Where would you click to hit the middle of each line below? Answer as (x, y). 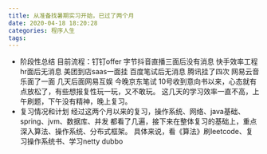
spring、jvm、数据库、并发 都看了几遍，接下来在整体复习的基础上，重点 (138, 121)
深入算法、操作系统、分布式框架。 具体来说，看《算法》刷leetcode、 (133, 132)
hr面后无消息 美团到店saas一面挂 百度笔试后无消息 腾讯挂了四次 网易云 (136, 72)
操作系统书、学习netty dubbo (75, 141)
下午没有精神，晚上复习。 (90, 101)
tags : (17, 38)
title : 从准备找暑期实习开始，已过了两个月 (71, 16)
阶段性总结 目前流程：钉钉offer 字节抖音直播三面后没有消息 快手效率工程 (139, 61)
